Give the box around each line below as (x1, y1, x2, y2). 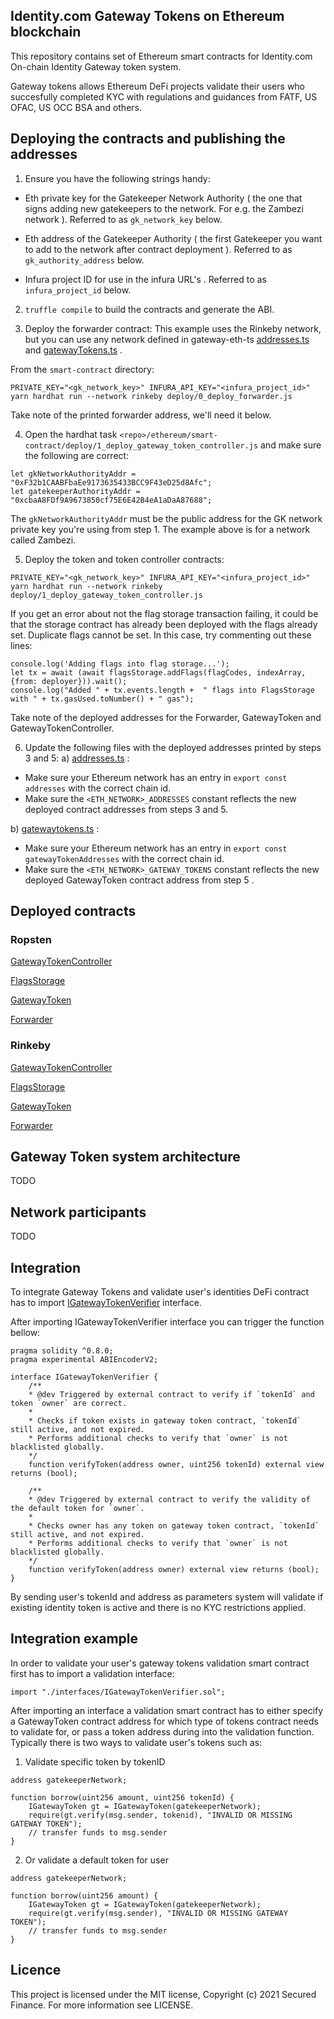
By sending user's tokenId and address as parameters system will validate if (10, 1591, 324, 1603)
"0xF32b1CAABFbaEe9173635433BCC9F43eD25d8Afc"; (10, 477, 213, 488)
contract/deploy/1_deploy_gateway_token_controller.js (24, 440, 259, 451)
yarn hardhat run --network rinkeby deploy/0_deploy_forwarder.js (10, 391, 293, 401)
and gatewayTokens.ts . (24, 344, 123, 356)
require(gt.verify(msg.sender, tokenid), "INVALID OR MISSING (28, 1810, 293, 1820)
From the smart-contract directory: (10, 363, 155, 375)
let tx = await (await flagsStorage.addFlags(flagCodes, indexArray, (10, 667, 307, 678)
